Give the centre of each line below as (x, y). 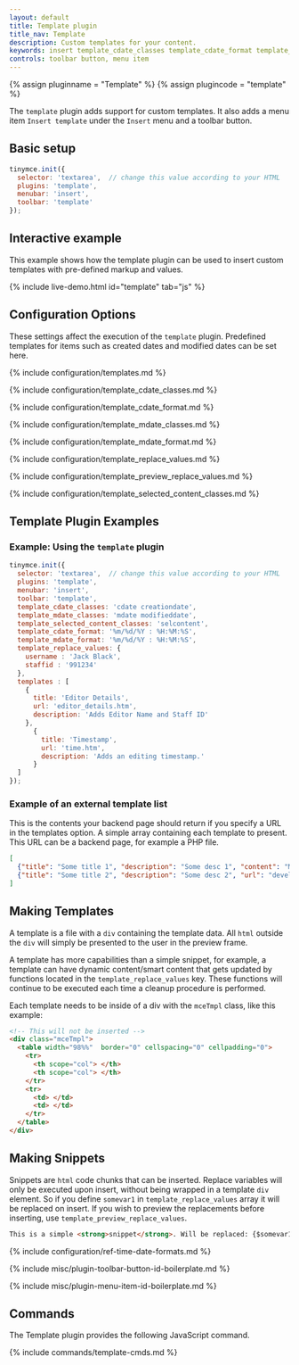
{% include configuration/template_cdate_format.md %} (112, 407)
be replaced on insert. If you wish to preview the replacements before (137, 1208)
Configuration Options (73, 314)
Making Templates (61, 911)
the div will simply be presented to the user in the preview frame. (129, 942)
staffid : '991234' (61, 665)
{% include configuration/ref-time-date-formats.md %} (110, 1251)
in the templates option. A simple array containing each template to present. (148, 833)
